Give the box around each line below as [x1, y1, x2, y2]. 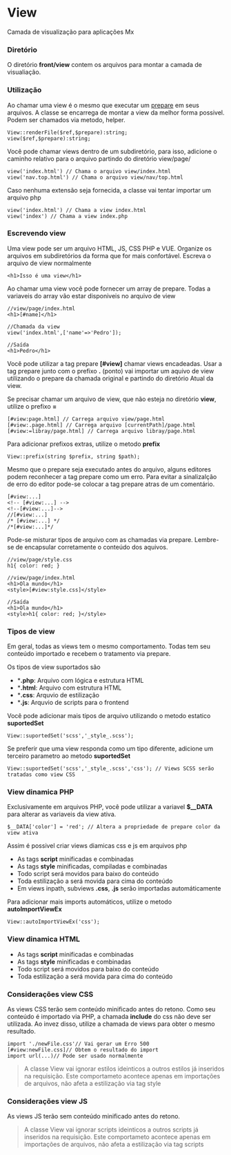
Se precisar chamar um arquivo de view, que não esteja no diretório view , [7, 395, 217, 403]
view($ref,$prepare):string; [7, 135, 91, 142]
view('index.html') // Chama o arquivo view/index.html [7, 168, 171, 175]
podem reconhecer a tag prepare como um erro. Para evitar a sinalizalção [7, 472, 217, 481]
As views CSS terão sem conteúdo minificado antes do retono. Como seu [7, 1005, 216, 1013]
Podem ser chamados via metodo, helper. [7, 115, 125, 124]
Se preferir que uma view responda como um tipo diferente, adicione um [7, 744, 214, 753]
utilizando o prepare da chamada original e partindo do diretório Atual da [7, 374, 214, 382]
